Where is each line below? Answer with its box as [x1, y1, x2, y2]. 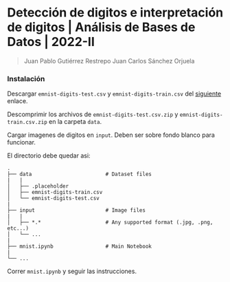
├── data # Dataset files [7, 171, 152, 178]
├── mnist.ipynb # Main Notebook [7, 243, 152, 250]
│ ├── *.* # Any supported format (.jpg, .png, [7, 219, 214, 226]
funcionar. [7, 138, 36, 147]
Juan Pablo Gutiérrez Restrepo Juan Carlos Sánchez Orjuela [23, 56, 195, 65]
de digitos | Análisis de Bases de [7, 19, 196, 35]
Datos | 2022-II [7, 34, 95, 50]
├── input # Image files [7, 207, 146, 214]
